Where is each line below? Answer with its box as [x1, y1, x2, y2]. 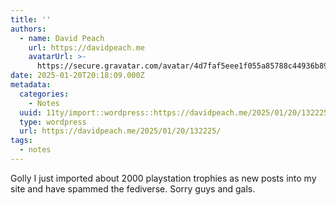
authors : [10, 24, 47, 34]
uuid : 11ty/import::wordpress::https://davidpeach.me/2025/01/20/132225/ [19, 107, 333, 118]
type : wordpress [19, 117, 87, 127]
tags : [10, 136, 33, 146]
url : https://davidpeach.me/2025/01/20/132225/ [19, 126, 222, 136]
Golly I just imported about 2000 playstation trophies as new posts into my [10, 172, 317, 184]
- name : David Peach [19, 33, 105, 43]
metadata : [10, 80, 52, 90]
